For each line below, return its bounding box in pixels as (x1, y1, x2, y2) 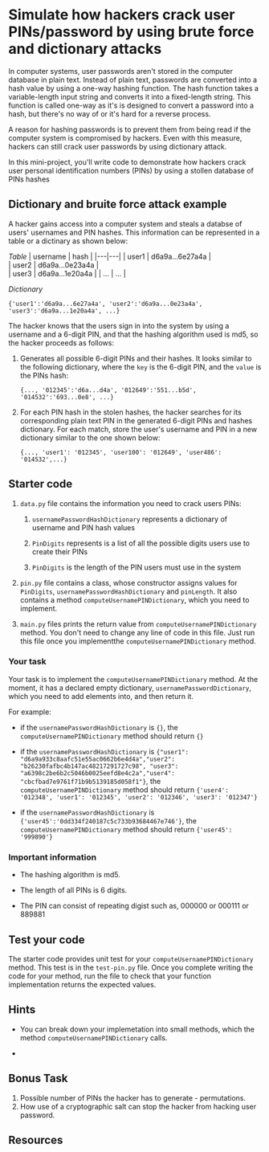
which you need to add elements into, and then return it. (8, 691, 194, 701)
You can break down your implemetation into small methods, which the (19, 1024, 255, 1034)
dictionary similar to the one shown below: (19, 432, 161, 443)
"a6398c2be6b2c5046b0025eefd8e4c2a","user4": (19, 769, 175, 777)
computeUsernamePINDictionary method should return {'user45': (19, 824, 233, 834)
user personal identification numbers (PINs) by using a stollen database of (8, 165, 255, 175)
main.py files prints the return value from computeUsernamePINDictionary (19, 619, 257, 628)
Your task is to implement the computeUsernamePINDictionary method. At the (8, 674, 259, 684)
